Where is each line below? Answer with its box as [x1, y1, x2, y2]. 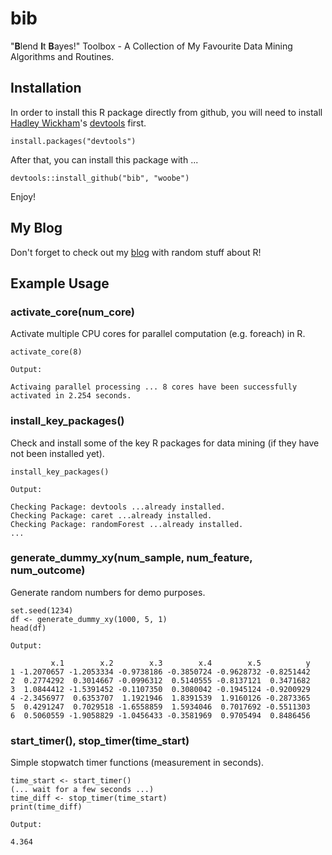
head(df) [10, 623, 47, 633]
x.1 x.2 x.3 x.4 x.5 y [50, 658, 311, 668]
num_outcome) [10, 563, 86, 577]
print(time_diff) [10, 802, 83, 812]
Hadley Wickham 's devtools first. [10, 117, 147, 129]
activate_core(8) [10, 347, 83, 357]
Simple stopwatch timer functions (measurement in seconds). [10, 757, 265, 769]
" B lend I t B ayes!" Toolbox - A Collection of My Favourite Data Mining [10, 40, 293, 52]
